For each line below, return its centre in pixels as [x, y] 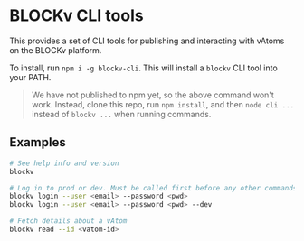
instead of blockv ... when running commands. [121, 114]
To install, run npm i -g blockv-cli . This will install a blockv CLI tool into [143, 68]
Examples [38, 142]
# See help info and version [64, 163]
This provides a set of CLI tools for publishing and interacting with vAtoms [147, 41]
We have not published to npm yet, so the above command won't [152, 95]
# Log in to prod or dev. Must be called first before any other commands [153, 188]
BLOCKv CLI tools [76, 16]
